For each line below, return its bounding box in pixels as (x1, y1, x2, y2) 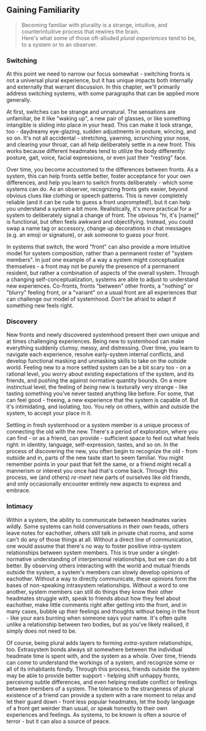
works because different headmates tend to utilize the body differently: (6, 148, 186, 155)
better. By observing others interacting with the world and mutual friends (6, 562, 190, 569)
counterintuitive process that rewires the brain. (21, 28, 140, 35)
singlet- (160, 548, 180, 556)
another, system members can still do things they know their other (6, 588, 174, 595)
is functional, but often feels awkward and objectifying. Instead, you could (6, 218, 194, 226)
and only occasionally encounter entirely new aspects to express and (6, 480, 181, 488)
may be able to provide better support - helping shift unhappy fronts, (6, 671, 180, 679)
